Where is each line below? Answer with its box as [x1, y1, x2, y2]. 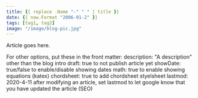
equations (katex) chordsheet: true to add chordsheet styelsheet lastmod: [6, 72, 188, 79]
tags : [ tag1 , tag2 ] [6, 20, 55, 26]
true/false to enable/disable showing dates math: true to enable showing [6, 66, 185, 73]
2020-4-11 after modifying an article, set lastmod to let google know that [6, 79, 185, 86]
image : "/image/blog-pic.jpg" [6, 25, 82, 32]
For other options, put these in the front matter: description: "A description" [6, 53, 193, 60]
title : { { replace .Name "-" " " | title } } [6, 8, 119, 15]
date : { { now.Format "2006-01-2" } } [6, 14, 98, 20]
